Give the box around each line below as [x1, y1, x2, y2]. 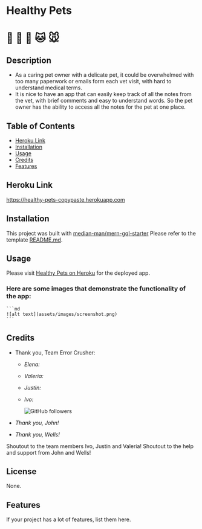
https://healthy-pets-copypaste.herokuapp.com [6, 196, 125, 203]
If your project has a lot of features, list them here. [6, 516, 131, 523]
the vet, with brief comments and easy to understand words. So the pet [15, 97, 193, 104]
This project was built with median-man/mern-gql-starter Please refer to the [6, 229, 197, 237]
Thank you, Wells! [15, 431, 60, 438]
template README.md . [6, 236, 63, 243]
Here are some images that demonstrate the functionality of [6, 284, 186, 293]
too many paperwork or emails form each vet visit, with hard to [15, 78, 172, 85]
